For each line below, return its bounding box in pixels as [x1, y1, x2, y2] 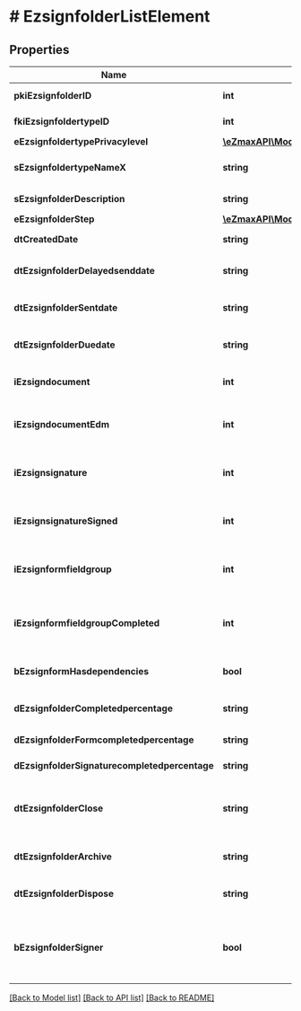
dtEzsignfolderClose [13, 802, 104, 814]
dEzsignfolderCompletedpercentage [13, 702, 173, 715]
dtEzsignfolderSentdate [13, 302, 118, 313]
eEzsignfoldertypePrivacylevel [13, 136, 149, 147]
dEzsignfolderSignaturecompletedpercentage [13, 760, 214, 771]
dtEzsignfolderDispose [13, 887, 115, 900]
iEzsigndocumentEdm [13, 418, 110, 430]
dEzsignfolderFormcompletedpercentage [13, 734, 194, 746]
